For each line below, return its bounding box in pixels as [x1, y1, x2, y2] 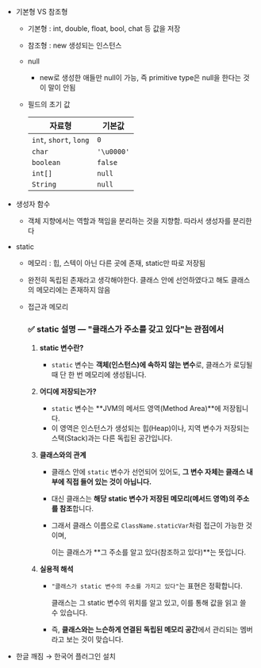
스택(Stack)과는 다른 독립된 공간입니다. [51, 433, 173, 443]
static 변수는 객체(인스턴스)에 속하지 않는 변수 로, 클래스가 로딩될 [51, 360, 253, 370]
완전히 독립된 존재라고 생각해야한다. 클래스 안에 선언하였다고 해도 [27, 275, 229, 284]
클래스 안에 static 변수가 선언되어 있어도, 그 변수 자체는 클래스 [51, 467, 245, 477]
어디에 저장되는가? [39, 387, 97, 397]
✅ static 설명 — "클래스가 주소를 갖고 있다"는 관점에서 [27, 324, 225, 335]
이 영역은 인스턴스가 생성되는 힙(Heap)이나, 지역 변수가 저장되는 [51, 424, 250, 433]
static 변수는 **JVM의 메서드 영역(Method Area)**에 [51, 404, 221, 413]
